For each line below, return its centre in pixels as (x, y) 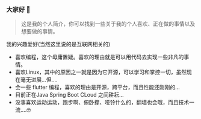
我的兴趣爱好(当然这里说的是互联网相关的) (58, 44)
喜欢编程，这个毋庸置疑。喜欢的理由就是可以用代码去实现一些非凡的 (99, 57)
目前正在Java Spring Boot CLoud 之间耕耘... (70, 95)
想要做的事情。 (39, 31)
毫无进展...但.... (39, 80)
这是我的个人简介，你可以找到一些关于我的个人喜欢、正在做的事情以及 (108, 24)
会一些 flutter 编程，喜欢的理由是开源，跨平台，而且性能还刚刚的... (97, 87)
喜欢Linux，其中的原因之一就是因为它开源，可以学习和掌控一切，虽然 (101, 72)
